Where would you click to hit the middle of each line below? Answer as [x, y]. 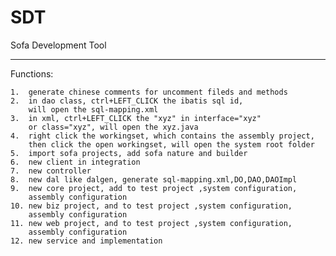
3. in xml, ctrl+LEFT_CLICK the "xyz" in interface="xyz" [136, 118]
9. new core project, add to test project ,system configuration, [154, 188]
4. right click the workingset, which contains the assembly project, [162, 136]
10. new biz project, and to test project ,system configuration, [151, 206]
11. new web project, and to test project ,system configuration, [151, 223]
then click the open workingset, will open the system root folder [171, 144]
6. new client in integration [75, 162]
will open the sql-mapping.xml [93, 109]
